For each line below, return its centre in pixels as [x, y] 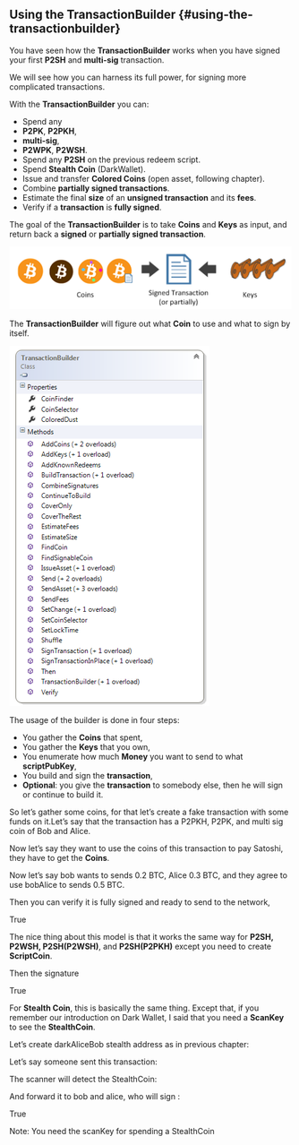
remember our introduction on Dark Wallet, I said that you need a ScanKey [147, 1018]
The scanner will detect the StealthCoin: [83, 1080]
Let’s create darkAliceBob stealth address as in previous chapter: [129, 1045]
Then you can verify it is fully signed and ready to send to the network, [140, 902]
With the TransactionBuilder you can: [79, 104]
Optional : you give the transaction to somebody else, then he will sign [153, 785]
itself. [19, 333]
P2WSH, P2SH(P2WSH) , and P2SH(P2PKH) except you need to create [141, 947]
